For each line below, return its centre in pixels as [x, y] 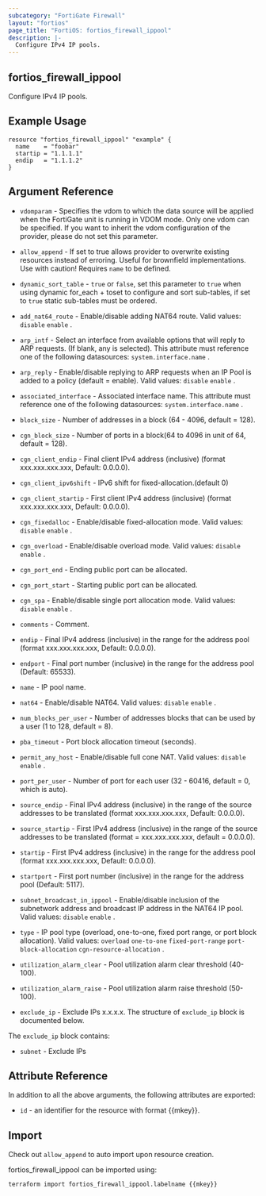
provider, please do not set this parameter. [89, 236]
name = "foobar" [47, 146]
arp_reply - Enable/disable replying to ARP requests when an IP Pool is [135, 372]
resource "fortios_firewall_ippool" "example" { [90, 140]
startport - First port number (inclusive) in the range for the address [131, 876]
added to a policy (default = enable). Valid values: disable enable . [127, 380]
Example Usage [47, 121]
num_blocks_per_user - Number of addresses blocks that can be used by [137, 717]
